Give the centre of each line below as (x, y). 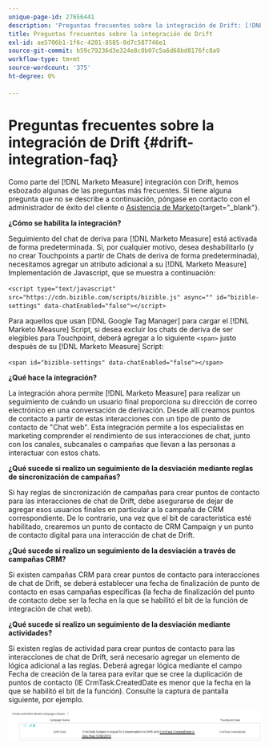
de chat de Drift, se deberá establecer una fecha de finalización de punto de (134, 583)
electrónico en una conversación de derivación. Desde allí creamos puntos (131, 410)
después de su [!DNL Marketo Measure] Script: (86, 346)
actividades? (30, 632)
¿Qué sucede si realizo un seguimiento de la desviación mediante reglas (131, 468)
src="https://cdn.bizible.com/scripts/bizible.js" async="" (111, 297)
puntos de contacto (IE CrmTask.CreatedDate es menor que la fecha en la (130, 682)
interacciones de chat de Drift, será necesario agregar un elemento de (124, 657)
